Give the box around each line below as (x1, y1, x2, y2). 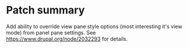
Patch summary (6, 4, 85, 17)
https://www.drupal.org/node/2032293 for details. (6, 35, 128, 42)
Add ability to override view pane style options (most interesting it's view (6, 23, 183, 30)
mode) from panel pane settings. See (6, 29, 96, 36)
